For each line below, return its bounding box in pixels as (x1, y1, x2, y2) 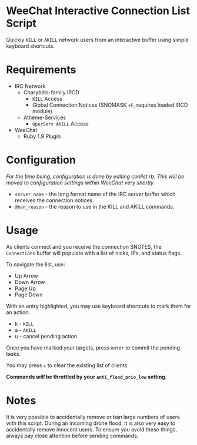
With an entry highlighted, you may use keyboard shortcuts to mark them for (6, 302, 191, 309)
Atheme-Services (23, 114, 66, 121)
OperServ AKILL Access (32, 120, 89, 127)
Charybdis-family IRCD (23, 88, 79, 95)
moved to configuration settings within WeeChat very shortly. (6, 179, 155, 186)
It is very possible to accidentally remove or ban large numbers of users (6, 413, 181, 420)
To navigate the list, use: (6, 261, 65, 268)
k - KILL (14, 320, 34, 327)
